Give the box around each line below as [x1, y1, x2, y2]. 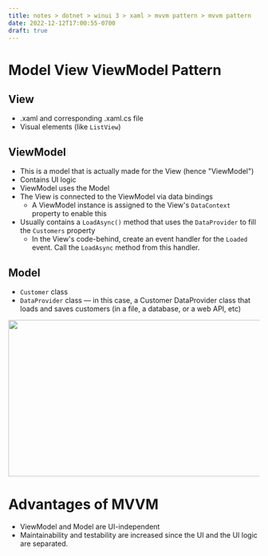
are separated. [19, 538, 69, 548]
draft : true [8, 26, 48, 34]
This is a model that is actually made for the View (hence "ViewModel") [19, 167, 254, 176]
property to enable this [31, 209, 108, 219]
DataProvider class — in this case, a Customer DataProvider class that [19, 296, 251, 305]
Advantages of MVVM [8, 495, 160, 513]
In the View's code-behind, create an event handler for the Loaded [31, 235, 248, 244]
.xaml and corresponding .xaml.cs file [19, 113, 144, 124]
